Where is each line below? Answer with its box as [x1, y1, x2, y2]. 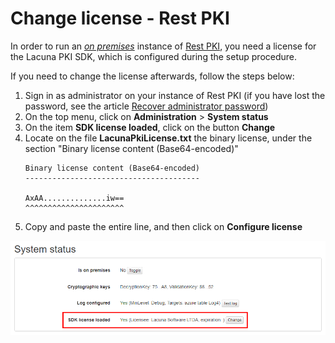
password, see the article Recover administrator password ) [24, 100, 269, 112]
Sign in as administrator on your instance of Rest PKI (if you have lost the [24, 89, 326, 101]
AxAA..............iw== [24, 193, 125, 203]
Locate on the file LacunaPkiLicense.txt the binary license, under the [24, 132, 313, 144]
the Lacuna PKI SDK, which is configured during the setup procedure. [10, 50, 298, 62]
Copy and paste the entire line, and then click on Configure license [24, 220, 303, 232]
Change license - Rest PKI [10, 7, 230, 30]
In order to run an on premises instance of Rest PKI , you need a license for [10, 40, 317, 52]
